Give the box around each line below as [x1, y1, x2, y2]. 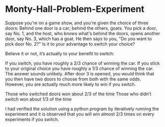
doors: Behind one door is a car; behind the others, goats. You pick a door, [5, 25, 158, 31]
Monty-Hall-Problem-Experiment [5, 3, 145, 15]
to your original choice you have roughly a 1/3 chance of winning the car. [5, 65, 154, 71]
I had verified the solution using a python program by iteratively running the [5, 106, 160, 112]
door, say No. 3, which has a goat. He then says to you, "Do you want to [5, 36, 152, 42]
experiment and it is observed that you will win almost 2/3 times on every [5, 111, 155, 117]
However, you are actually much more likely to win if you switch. [5, 81, 136, 87]
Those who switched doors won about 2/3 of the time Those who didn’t [5, 91, 152, 97]
